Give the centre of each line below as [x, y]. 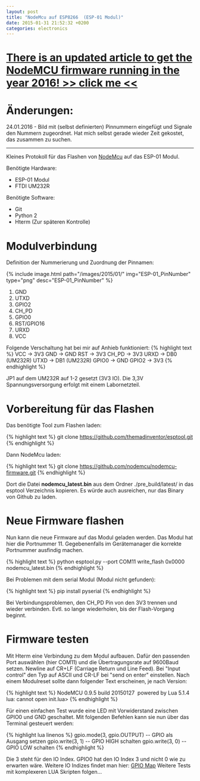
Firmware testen [48, 639]
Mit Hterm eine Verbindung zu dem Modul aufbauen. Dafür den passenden [98, 656]
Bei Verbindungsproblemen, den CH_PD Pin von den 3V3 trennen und [92, 603]
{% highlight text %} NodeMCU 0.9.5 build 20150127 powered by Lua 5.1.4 [98, 693]
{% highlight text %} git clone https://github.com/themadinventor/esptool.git [100, 437]
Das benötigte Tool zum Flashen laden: [54, 425]
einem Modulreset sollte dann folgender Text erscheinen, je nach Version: [97, 681]
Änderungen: [40, 110]
